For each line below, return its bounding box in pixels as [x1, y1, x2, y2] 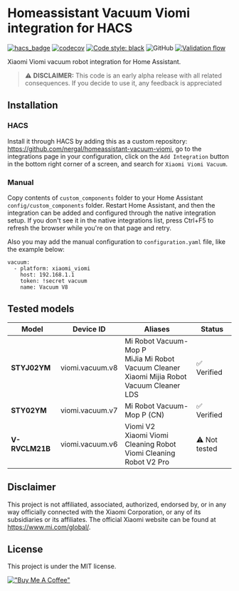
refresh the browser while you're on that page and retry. [7, 223, 172, 232]
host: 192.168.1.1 [20, 271, 75, 278]
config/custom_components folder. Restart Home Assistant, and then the [7, 201, 216, 209]
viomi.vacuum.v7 [60, 405, 118, 415]
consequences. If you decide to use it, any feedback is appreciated [24, 78, 223, 87]
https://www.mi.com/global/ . [7, 523, 91, 531]
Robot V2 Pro [124, 457, 169, 467]
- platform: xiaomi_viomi [14, 265, 91, 272]
